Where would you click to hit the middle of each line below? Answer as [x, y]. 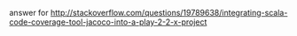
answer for [29, 13]
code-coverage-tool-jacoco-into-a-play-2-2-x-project [108, 22]
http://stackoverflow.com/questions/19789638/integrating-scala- [169, 13]
